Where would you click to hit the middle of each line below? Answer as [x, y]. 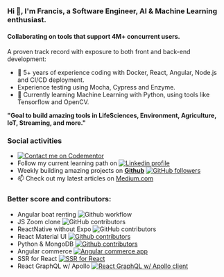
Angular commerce [45, 251]
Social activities [35, 141]
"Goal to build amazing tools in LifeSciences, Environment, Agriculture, [112, 116]
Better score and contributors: [59, 199]
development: [27, 59]
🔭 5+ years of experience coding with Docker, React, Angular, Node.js [117, 73]
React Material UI [42, 236]
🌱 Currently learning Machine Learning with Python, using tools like [113, 95]
